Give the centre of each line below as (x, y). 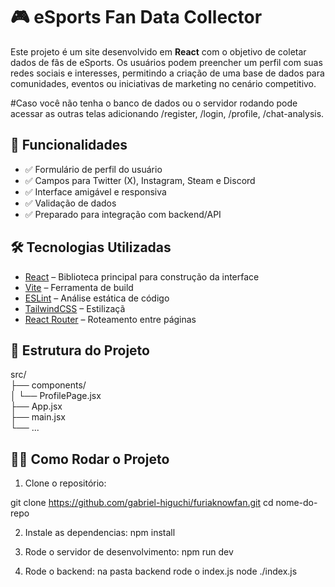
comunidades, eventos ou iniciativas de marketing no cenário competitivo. (163, 83)
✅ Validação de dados (70, 203)
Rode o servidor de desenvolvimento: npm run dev (129, 552)
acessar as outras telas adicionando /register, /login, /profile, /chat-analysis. (167, 113)
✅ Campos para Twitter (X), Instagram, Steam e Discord (140, 180)
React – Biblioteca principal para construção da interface (142, 276)
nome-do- (296, 503)
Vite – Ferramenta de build (79, 287)
